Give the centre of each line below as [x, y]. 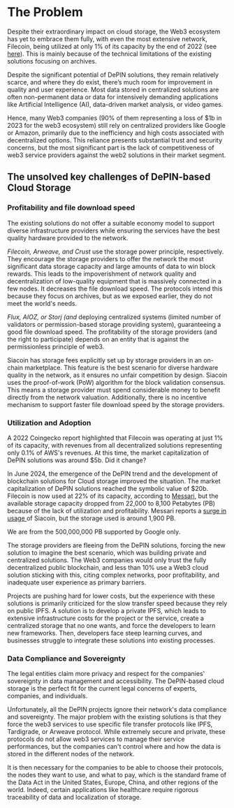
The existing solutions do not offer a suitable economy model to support [111, 223]
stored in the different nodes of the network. [71, 754]
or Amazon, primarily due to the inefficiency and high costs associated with [116, 133]
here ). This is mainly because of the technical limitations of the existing [109, 54]
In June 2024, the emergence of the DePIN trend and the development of [112, 473]
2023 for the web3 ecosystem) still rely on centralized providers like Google [116, 125]
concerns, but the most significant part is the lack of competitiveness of [111, 147]
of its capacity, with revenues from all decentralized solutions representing [115, 445]
